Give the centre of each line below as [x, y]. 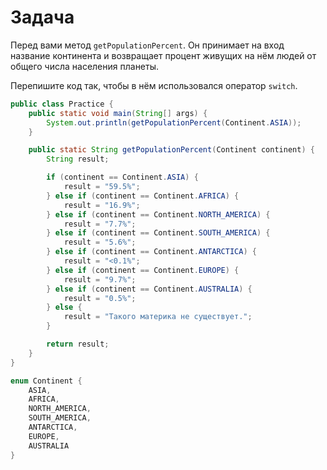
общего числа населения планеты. [85, 66]
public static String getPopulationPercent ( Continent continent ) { [171, 150]
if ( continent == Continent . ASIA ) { [122, 177]
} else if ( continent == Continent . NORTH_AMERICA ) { [158, 214]
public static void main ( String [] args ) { [118, 113]
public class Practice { [62, 104]
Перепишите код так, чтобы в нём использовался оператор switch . [154, 85]
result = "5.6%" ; [100, 242]
